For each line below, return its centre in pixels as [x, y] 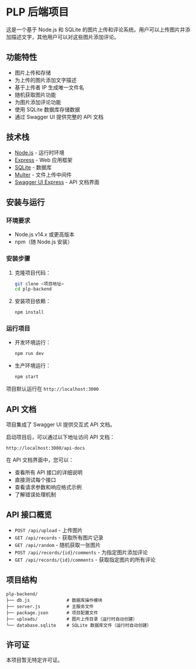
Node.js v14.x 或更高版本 [44, 235]
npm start [27, 377]
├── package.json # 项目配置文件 [52, 613]
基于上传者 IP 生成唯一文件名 [49, 87]
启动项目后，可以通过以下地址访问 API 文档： [61, 437]
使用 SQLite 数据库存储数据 [47, 109]
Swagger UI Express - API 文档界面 [57, 182]
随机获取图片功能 [35, 94]
